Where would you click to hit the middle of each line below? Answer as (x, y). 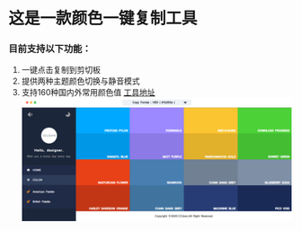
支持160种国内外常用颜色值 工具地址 (88, 93)
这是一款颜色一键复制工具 (103, 18)
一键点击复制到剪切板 (61, 70)
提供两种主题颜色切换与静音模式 (80, 81)
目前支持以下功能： (50, 49)
